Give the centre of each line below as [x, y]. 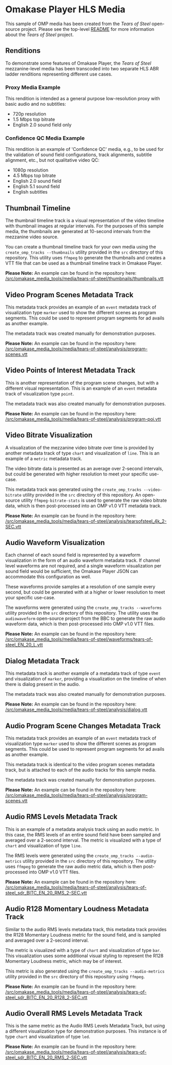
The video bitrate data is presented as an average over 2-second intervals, [84, 468]
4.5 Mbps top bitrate [34, 176]
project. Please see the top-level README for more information [88, 29]
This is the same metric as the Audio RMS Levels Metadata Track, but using [85, 1026]
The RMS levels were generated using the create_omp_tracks [70, 855]
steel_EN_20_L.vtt [24, 645]
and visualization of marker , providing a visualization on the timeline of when [86, 679]
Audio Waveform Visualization [55, 543]
